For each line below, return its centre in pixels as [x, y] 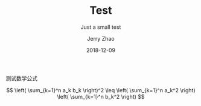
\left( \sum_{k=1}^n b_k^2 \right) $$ [101, 96]
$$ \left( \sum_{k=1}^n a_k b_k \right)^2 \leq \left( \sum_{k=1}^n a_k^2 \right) [101, 90]
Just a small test [101, 27]
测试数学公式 [21, 78]
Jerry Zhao [101, 38]
